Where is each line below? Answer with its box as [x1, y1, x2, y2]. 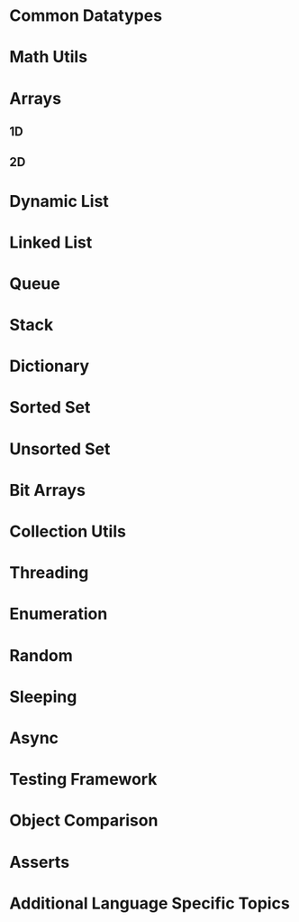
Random [9, 645, 74, 666]
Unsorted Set [9, 439, 111, 459]
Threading [9, 563, 89, 583]
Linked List [9, 232, 93, 253]
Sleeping [9, 686, 77, 707]
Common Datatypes [9, 5, 163, 26]
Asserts [9, 852, 70, 872]
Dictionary [9, 356, 90, 377]
